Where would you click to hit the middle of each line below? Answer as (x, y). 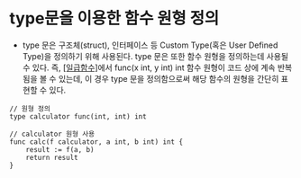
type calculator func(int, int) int (78, 116)
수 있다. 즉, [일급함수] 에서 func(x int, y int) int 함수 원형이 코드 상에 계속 (149, 67)
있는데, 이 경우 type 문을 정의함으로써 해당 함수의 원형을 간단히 (169, 78)
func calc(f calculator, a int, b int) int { (96, 142)
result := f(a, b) (60, 149)
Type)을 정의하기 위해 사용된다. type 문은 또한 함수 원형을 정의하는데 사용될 (155, 56)
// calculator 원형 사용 (52, 134)
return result (52, 157)
